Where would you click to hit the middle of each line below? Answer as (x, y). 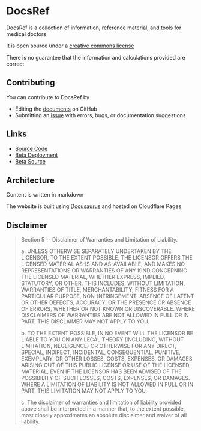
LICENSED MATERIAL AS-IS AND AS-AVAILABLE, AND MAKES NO (103, 264)
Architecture (31, 180)
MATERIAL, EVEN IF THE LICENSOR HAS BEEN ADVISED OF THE (101, 371)
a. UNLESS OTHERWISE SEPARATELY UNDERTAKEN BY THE (96, 251)
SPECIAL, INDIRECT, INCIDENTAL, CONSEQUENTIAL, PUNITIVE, (101, 352)
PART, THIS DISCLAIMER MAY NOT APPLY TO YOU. (85, 322)
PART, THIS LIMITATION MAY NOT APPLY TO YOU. (84, 391)
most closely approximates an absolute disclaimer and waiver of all (104, 415)
